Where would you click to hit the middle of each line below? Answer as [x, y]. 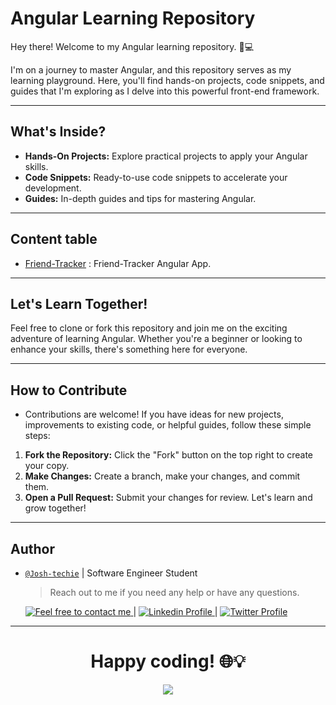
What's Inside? [58, 132]
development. [53, 188]
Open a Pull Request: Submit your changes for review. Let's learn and [168, 498]
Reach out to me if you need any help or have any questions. [174, 592]
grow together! [55, 508]
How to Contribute [69, 390]
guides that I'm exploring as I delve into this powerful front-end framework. [165, 91]
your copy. [47, 466]
